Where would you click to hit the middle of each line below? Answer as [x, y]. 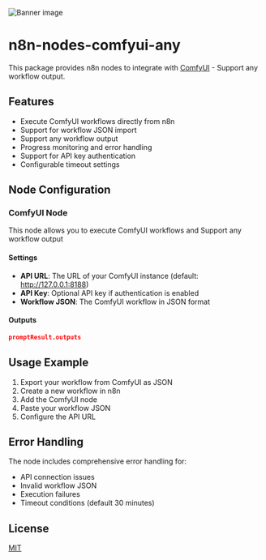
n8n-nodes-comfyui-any [94, 45]
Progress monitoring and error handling [86, 147]
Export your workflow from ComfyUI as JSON [96, 382]
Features [31, 102]
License [29, 528]
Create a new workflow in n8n [70, 391]
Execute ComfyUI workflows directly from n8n [97, 121]
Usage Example [49, 363]
